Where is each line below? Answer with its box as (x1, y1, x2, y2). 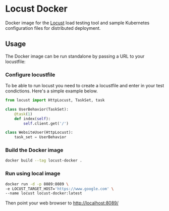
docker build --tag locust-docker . (5, 158, 82, 163)
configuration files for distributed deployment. (5, 25, 101, 31)
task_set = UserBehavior (14, 135, 67, 140)
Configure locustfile (5, 71, 55, 78)
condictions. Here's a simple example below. (5, 88, 98, 94)
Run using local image (5, 170, 61, 177)
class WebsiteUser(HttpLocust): (5, 130, 73, 135)
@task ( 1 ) (14, 112, 33, 117)
